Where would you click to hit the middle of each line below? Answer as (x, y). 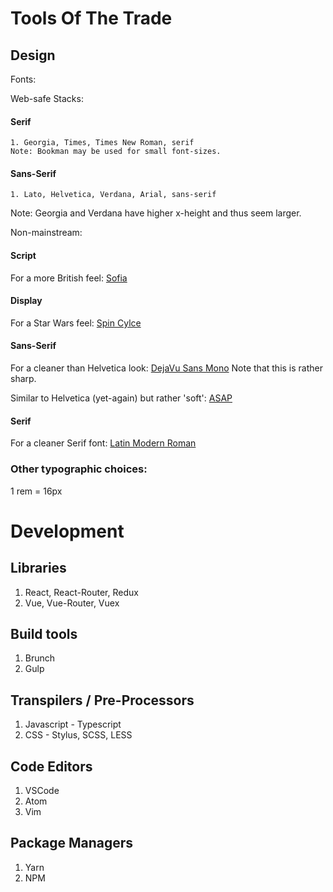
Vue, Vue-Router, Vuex (72, 603)
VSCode (42, 790)
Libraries (38, 568)
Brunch (40, 658)
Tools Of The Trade (91, 18)
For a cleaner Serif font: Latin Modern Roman (103, 443)
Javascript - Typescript (73, 724)
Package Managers (72, 843)
